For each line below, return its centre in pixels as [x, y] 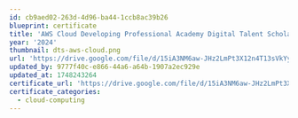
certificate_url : [41, 83]
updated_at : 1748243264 [53, 75]
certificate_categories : [55, 91]
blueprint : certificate [53, 26]
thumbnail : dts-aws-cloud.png [65, 51]
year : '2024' [33, 42]
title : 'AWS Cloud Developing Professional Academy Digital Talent [137, 34]
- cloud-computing [51, 100]
